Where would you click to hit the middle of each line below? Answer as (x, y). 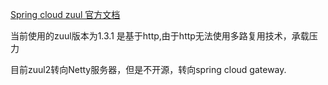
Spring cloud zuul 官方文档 (65, 14)
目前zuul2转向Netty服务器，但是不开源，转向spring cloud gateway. (148, 69)
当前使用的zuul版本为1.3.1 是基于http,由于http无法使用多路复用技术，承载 (160, 36)
